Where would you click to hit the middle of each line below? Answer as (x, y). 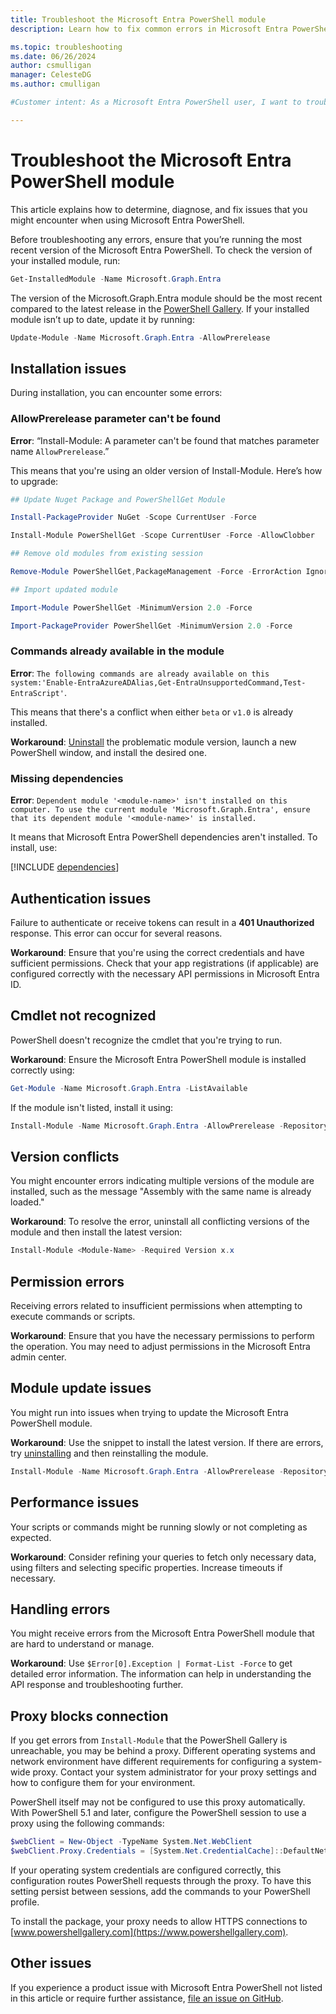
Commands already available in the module (117, 651)
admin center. (38, 1357)
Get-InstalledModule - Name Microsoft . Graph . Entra (116, 279)
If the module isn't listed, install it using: (92, 1107)
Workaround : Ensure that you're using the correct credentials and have (157, 952)
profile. (25, 1902)
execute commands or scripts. (73, 1317)
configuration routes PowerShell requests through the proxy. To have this (161, 1880)
